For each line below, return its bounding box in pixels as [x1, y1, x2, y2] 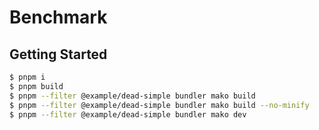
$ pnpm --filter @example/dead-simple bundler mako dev [9, 109, 247, 120]
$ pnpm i [9, 72, 46, 82]
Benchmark [9, 6, 108, 29]
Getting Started [9, 46, 108, 63]
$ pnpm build [9, 81, 64, 91]
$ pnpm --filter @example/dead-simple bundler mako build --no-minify [9, 100, 310, 110]
